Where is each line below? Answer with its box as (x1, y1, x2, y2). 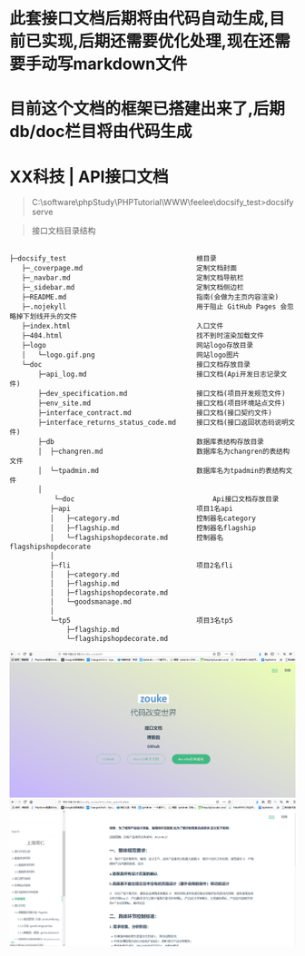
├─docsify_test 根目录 (9, 254, 217, 263)
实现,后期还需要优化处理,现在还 (41, 31, 275, 52)
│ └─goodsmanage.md (49, 597, 132, 606)
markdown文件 (73, 54, 188, 74)
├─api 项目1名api (49, 505, 233, 514)
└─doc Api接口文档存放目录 (54, 495, 280, 504)
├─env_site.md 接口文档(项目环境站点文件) (37, 399, 286, 409)
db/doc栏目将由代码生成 (9, 122, 192, 142)
